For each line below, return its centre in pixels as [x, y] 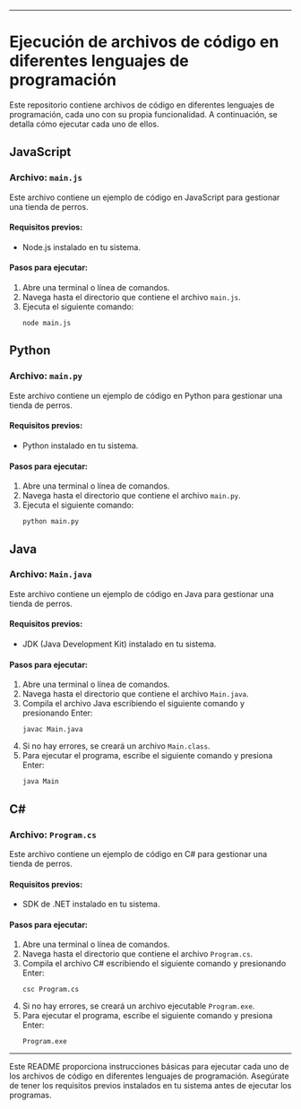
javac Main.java [52, 730]
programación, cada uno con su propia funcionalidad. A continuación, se [143, 114]
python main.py [51, 522]
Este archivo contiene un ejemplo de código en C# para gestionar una [138, 853]
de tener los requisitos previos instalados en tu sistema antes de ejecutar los [150, 1086]
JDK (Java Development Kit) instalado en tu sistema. [119, 644]
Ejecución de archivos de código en [144, 42]
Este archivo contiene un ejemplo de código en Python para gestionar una [146, 395]
